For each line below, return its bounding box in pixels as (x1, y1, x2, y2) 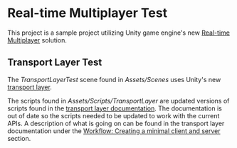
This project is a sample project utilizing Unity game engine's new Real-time (7, 28, 230, 37)
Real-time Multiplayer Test (7, 5, 168, 21)
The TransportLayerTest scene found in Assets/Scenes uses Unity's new (7, 75, 221, 84)
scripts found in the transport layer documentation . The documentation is (7, 104, 222, 113)
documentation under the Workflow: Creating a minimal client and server (7, 126, 221, 135)
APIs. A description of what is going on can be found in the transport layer (7, 119, 225, 127)
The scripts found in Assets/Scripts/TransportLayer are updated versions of (7, 96, 230, 105)
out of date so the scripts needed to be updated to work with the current (7, 111, 220, 120)
